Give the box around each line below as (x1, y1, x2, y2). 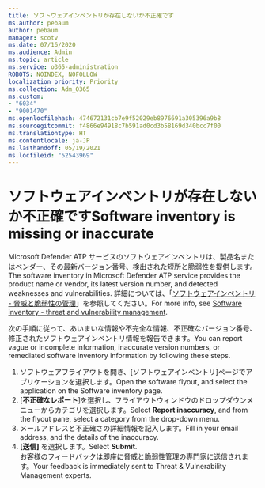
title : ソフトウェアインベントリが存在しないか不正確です (8, 11, 174, 20)
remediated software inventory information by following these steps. (8, 351, 231, 361)
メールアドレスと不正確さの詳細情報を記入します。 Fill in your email (19, 424, 239, 433)
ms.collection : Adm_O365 (8, 85, 90, 93)
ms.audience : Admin (8, 48, 73, 56)
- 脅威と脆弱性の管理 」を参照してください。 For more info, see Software (8, 298, 243, 308)
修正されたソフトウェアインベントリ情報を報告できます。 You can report (8, 334, 243, 343)
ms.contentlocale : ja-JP (8, 136, 90, 145)
